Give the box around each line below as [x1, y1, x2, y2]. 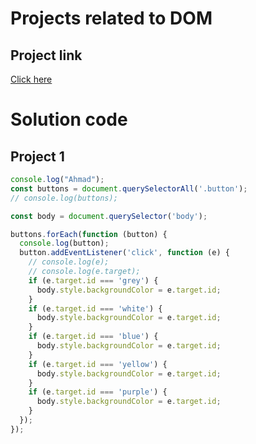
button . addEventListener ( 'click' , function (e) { [19, 248, 230, 258]
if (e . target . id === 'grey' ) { [28, 275, 159, 286]
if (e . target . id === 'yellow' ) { [28, 359, 168, 369]
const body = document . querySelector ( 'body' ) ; [10, 211, 208, 221]
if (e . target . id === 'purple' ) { [28, 387, 168, 397]
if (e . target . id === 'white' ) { [28, 303, 163, 314]
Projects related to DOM [10, 7, 213, 30]
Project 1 [10, 148, 65, 165]
